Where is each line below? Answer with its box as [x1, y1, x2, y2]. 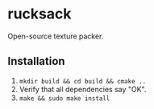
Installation [7, 54, 65, 68]
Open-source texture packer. [7, 31, 104, 41]
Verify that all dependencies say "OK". [19, 84, 147, 94]
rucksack [7, 5, 72, 23]
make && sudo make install [19, 94, 110, 103]
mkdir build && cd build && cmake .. [19, 77, 147, 85]
